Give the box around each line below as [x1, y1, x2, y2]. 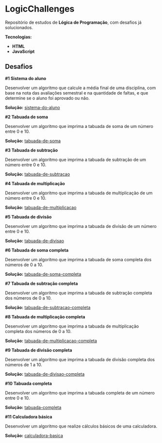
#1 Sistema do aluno [5, 75, 47, 81]
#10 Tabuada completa [5, 380, 52, 386]
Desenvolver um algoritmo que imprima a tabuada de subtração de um [5, 157, 146, 162]
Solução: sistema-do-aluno [5, 104, 60, 110]
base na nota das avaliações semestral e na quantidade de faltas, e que [5, 90, 148, 95]
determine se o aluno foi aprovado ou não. [5, 95, 90, 101]
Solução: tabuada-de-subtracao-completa [5, 304, 91, 310]
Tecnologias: [5, 34, 32, 40]
